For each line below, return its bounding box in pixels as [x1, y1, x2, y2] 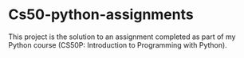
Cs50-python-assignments [8, 6, 194, 24]
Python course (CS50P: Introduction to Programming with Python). [8, 40, 227, 49]
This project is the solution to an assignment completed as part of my [8, 32, 236, 41]
